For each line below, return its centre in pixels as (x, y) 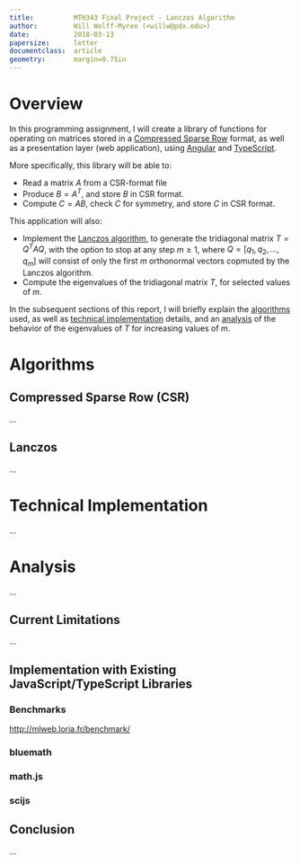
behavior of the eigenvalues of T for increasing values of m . (120, 328)
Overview (46, 104)
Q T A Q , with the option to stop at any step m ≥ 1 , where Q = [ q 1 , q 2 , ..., (151, 249)
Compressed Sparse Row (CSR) (100, 398)
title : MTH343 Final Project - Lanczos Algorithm (122, 18)
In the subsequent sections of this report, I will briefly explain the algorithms (150, 309)
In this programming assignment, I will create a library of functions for (138, 129)
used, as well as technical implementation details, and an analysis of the (143, 318)
